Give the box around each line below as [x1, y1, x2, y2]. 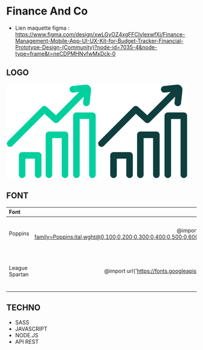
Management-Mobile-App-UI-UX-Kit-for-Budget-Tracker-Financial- [14, 37, 184, 44]
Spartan [8, 271, 29, 278]
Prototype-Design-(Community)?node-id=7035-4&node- [14, 44, 158, 51]
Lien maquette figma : [14, 24, 69, 31]
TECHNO [6, 303, 41, 313]
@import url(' [104, 268, 137, 275]
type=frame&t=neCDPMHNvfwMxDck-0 [14, 50, 116, 57]
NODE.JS [14, 331, 39, 338]
